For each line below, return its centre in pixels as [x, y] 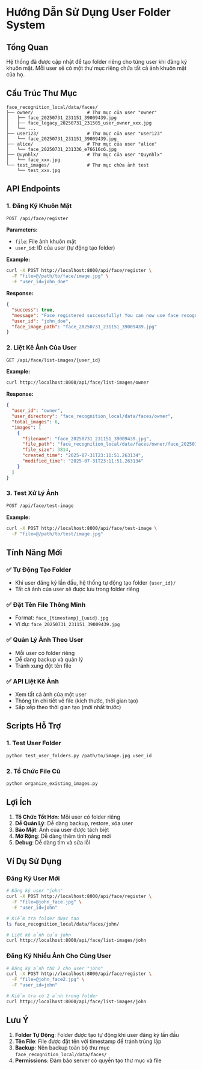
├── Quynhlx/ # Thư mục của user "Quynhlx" [84, 155]
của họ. [16, 74]
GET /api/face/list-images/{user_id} [54, 360]
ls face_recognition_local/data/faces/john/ [63, 924]
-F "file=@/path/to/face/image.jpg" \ [60, 276]
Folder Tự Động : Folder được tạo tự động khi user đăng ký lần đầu [97, 1035]
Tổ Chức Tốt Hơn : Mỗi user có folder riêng [67, 817]
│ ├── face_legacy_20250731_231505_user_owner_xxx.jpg [79, 123]
